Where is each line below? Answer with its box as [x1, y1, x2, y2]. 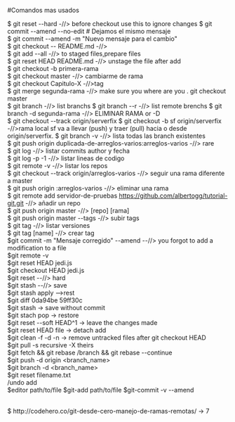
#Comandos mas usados [7, 6, 79, 14]
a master [7, 177, 33, 185]
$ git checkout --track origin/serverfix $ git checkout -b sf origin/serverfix [7, 117, 222, 125]
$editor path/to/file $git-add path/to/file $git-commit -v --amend [7, 386, 194, 394]
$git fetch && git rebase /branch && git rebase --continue [7, 348, 173, 357]
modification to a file [7, 244, 67, 252]
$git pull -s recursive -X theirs [7, 341, 94, 349]
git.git [7, 199, 25, 207]
